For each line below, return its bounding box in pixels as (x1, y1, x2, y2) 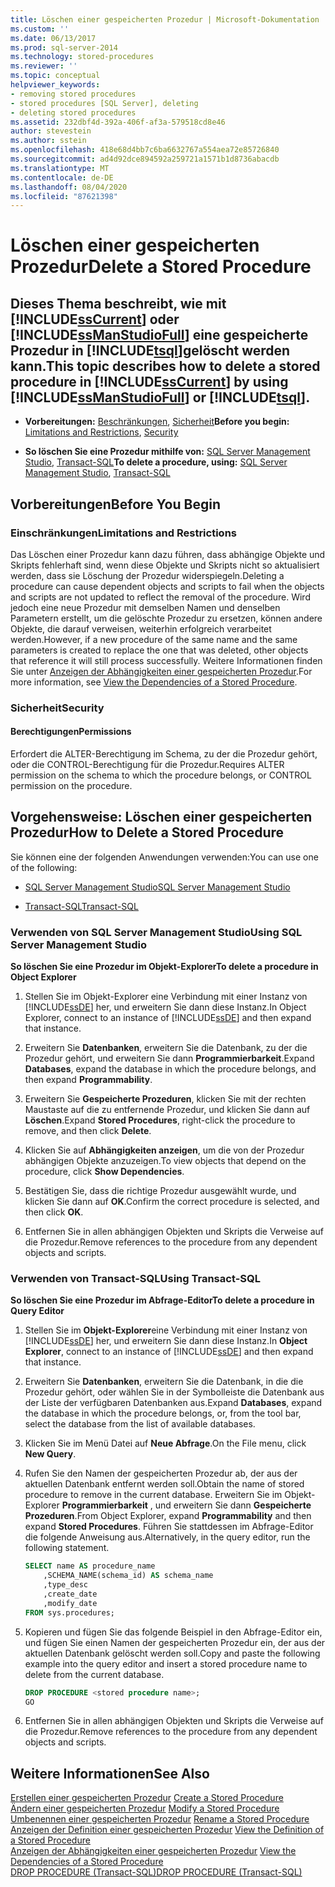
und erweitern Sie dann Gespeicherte (154, 1499, 312, 1511)
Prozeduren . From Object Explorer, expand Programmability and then (24, 1510, 312, 1522)
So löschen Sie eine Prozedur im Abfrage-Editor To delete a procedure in (10, 1294, 315, 1306)
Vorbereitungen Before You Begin (10, 496, 221, 513)
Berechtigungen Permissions (10, 726, 132, 738)
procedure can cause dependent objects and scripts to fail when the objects (10, 580, 325, 592)
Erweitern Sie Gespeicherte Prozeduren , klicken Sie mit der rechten (24, 1093, 307, 1105)
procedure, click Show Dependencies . (24, 1166, 185, 1178)
